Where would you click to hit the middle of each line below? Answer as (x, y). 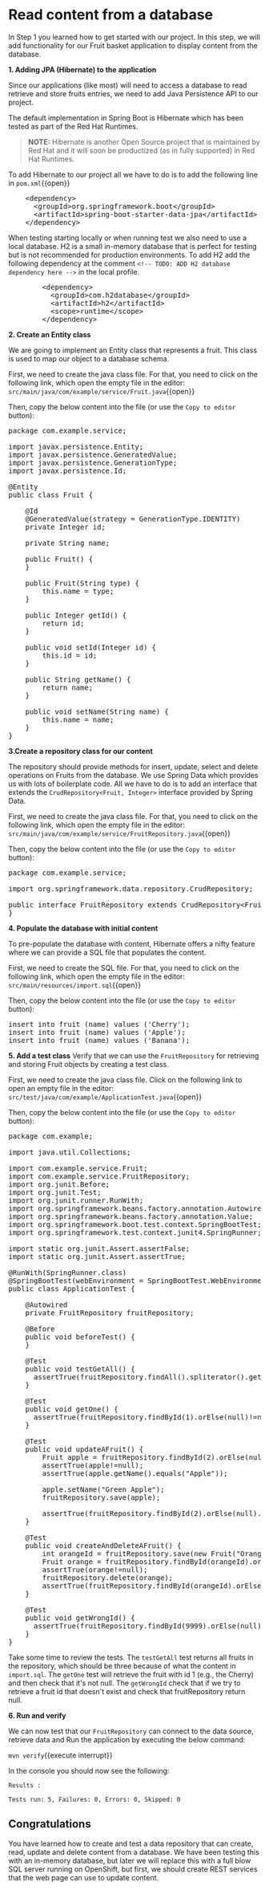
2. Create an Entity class (50, 334)
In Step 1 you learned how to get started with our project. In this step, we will (134, 37)
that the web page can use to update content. (84, 1877)
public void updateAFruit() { (84, 1449)
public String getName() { (78, 679)
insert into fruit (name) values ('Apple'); (97, 1032)
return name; (68, 687)
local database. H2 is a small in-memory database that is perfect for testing (133, 246)
